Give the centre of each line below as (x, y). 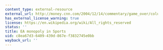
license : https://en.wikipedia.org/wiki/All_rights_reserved (68, 23)
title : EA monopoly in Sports (36, 31)
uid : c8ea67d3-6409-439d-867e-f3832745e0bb (50, 36)
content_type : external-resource (39, 9)
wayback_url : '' (21, 40)
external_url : (19, 14)
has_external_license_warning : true (42, 18)
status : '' (16, 27)
